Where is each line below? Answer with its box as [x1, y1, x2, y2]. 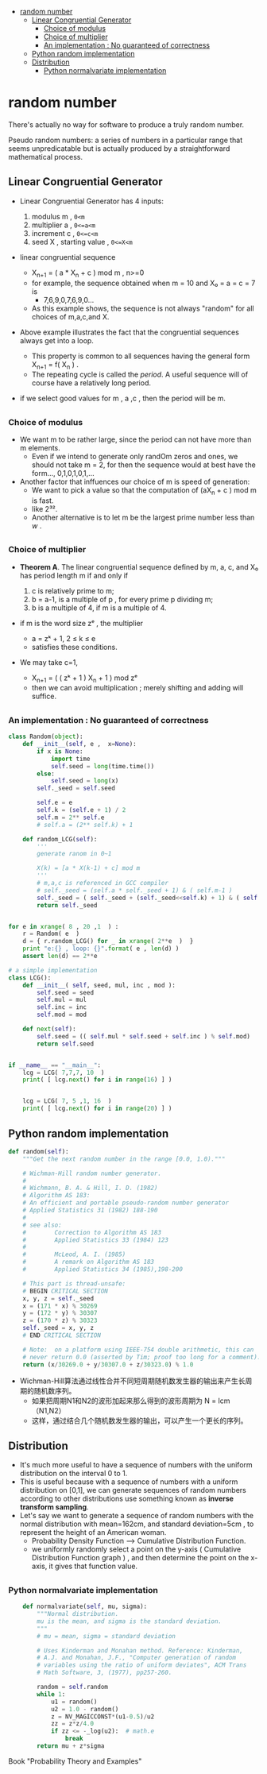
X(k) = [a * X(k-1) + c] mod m [37, 864, 141, 872]
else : [37, 770, 56, 778]
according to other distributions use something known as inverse [19, 1494, 234, 1504]
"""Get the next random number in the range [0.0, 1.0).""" [22, 1155, 226, 1163]
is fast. [31, 496, 54, 505]
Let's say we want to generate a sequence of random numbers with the [19, 1511, 254, 1521]
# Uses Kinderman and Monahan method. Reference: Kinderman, [37, 1646, 244, 1655]
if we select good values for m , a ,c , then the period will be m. [19, 393, 226, 404]
